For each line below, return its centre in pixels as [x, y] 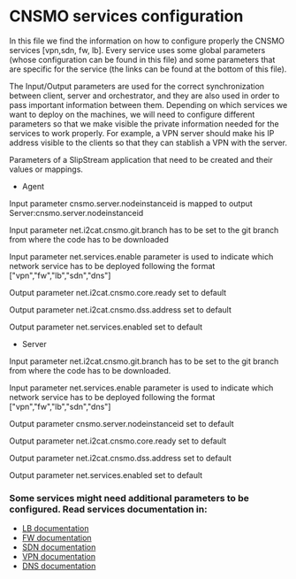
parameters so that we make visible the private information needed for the [144, 124]
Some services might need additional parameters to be [129, 498]
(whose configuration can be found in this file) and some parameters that [142, 59]
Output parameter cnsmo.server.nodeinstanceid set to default [121, 423]
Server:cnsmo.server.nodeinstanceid [76, 212]
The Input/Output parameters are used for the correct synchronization [137, 86]
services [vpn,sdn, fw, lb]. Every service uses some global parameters [137, 50]
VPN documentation [58, 557]
